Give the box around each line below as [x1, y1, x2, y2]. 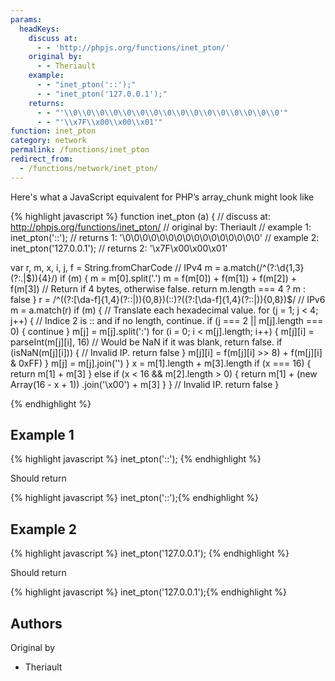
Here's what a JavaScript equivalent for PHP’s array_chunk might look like [10, 191, 315, 203]
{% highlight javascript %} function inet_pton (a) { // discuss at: [10, 210, 271, 222]
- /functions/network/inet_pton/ [19, 163, 159, 173]
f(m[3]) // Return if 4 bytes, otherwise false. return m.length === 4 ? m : [10, 282, 307, 295]
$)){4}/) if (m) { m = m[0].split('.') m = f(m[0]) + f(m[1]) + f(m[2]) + [26, 272, 297, 284]
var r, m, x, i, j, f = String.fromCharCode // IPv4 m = [10, 261, 222, 273]
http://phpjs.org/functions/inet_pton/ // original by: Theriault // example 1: [10, 221, 312, 233]
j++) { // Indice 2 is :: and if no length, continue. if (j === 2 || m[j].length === [10, 314, 324, 326]
